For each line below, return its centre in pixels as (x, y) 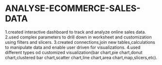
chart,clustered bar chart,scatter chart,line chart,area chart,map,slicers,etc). (81, 57)
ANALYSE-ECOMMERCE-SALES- (73, 8)
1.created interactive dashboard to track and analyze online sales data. (76, 32)
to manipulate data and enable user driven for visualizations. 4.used (73, 47)
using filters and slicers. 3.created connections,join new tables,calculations (80, 42)
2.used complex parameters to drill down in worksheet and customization (78, 37)
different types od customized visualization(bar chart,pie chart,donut (74, 52)
